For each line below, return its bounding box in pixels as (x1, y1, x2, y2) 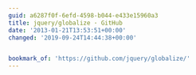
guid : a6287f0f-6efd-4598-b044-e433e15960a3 (8, 11, 159, 20)
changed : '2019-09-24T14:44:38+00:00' (8, 33, 137, 42)
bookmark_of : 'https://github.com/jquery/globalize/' (8, 54, 191, 63)
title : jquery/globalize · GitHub (8, 19, 123, 27)
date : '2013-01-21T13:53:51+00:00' (8, 26, 127, 34)
